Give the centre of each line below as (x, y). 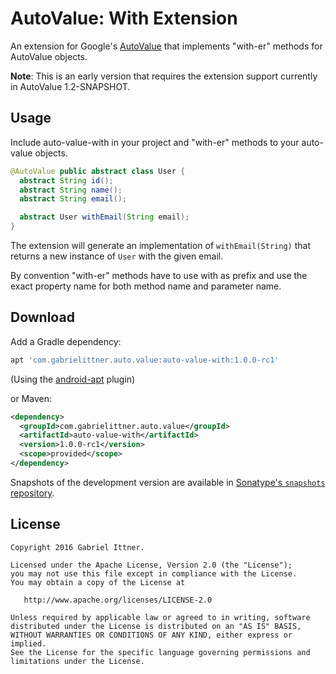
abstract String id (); (66, 180)
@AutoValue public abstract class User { (98, 171)
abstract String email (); (73, 199)
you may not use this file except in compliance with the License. (154, 573)
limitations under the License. (77, 661)
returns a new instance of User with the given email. (117, 256)
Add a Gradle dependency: (66, 341)
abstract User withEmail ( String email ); (104, 217)
